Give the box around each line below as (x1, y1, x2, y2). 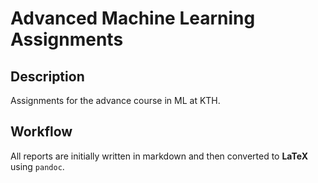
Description (10, 68, 85, 85)
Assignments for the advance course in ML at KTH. (10, 95, 221, 106)
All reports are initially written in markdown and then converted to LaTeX (10, 150, 309, 162)
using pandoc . (10, 160, 65, 172)
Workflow (10, 123, 73, 141)
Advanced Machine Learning (10, 7, 256, 30)
